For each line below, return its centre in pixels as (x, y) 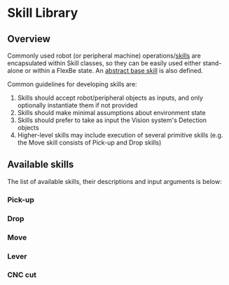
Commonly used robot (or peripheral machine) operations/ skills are (104, 55)
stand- (212, 63)
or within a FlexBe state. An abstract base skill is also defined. (114, 71)
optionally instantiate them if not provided (77, 105)
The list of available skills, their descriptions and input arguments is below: (114, 181)
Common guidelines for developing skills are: (72, 84)
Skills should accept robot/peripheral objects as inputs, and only (110, 98)
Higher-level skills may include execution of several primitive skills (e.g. (120, 135)
